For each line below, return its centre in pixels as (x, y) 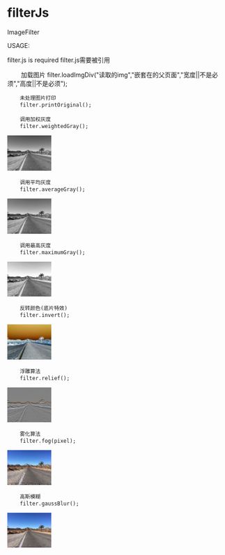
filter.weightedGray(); (54, 126)
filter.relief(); (45, 378)
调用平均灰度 (35, 182)
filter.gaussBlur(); (49, 504)
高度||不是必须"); (44, 83)
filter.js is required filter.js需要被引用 (59, 60)
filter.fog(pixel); (48, 441)
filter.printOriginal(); (56, 105)
